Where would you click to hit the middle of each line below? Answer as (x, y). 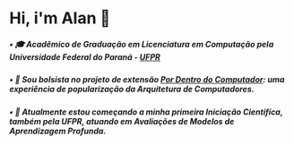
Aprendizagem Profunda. (58, 131)
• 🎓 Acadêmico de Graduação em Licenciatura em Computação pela (142, 44)
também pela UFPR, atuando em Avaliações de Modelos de (122, 121)
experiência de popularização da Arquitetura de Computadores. (132, 90)
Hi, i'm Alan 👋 (60, 18)
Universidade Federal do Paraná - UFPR (85, 56)
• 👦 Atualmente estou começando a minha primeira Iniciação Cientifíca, (146, 112)
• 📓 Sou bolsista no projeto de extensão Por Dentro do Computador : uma (147, 80)
